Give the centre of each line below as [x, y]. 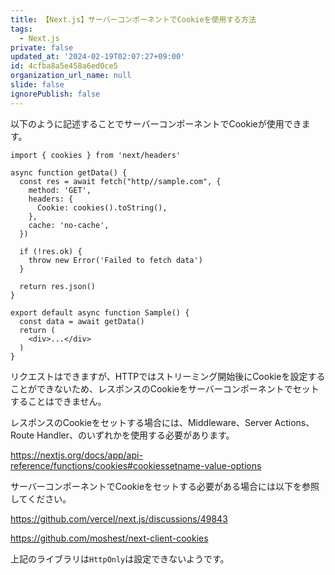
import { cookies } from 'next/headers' [96, 155]
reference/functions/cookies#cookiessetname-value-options [136, 465]
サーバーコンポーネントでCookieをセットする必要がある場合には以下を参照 [165, 486]
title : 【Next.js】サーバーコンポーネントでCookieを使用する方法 [133, 19]
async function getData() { [69, 172]
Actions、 [294, 422]
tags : [21, 29]
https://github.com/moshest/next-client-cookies [109, 538]
